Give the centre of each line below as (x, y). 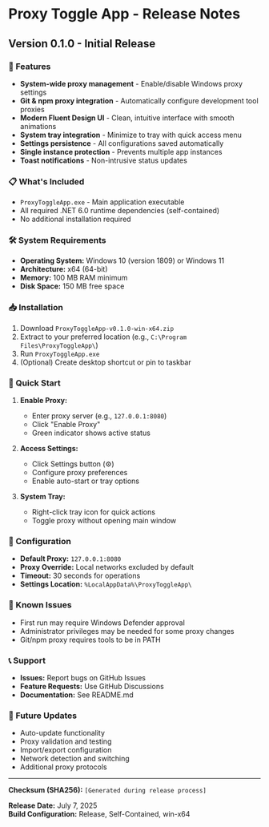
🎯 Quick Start (35, 383)
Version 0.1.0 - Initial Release (82, 44)
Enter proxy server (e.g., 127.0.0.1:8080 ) (99, 416)
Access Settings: (49, 449)
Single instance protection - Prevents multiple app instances (121, 151)
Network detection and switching (74, 759)
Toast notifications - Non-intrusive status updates (104, 160)
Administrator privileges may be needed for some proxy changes (127, 631)
